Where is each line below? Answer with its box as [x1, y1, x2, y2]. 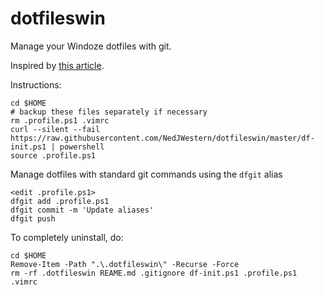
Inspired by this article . [10, 59, 105, 71]
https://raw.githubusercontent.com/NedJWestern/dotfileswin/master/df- [10, 133, 315, 143]
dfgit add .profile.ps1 [10, 196, 110, 206]
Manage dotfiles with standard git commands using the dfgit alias [10, 168, 283, 180]
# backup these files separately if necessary [10, 107, 208, 117]
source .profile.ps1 [10, 150, 97, 161]
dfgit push [10, 213, 56, 224]
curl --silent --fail [10, 124, 101, 134]
